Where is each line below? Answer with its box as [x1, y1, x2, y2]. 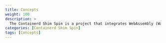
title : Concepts [5, 7, 39, 12]
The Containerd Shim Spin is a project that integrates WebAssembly [9, 21, 154, 26]
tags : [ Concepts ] [5, 30, 41, 35]
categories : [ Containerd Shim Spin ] [5, 26, 81, 31]
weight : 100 [5, 12, 30, 17]
